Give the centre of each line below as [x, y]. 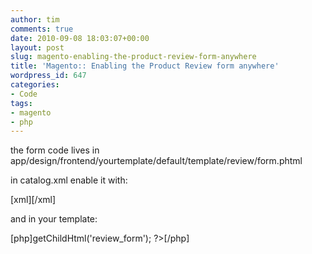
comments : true [42, 29]
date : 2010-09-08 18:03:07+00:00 [80, 38]
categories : [35, 85]
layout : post [37, 47]
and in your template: [54, 219]
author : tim [35, 19]
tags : [21, 103]
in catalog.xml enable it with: [69, 180]
